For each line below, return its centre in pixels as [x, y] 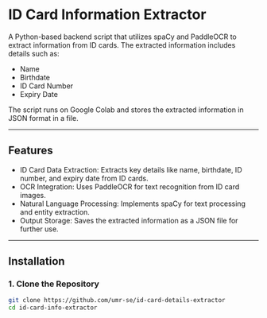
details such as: [34, 53]
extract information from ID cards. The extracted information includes [122, 45]
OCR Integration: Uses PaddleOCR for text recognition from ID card [130, 186]
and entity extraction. [54, 211]
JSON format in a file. [44, 118]
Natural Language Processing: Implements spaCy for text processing [133, 204]
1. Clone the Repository [54, 284]
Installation [37, 261]
